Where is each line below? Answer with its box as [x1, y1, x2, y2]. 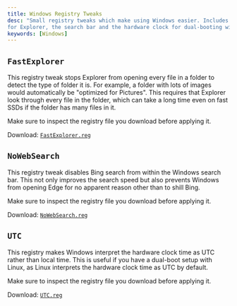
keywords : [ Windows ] [7, 30, 68, 37]
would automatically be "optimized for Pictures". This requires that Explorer [7, 88, 226, 97]
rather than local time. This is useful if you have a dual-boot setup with [7, 255, 213, 264]
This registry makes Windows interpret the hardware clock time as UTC [7, 248, 215, 257]
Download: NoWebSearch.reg [7, 210, 88, 219]
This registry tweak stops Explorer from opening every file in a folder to [7, 73, 215, 82]
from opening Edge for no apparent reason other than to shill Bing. [7, 183, 200, 192]
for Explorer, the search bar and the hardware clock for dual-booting [7, 23, 222, 30]
